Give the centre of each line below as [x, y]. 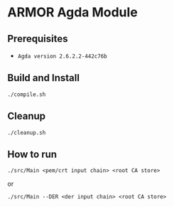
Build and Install [44, 78]
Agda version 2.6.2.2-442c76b [62, 56]
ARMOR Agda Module [73, 12]
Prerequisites [38, 39]
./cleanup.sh [27, 132]
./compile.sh [27, 94]
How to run [32, 155]
